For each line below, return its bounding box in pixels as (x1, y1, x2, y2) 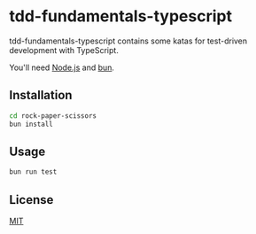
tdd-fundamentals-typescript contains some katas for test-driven (9, 35, 248, 46)
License (9, 192, 54, 207)
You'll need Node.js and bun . (9, 62, 115, 73)
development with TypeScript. (9, 44, 120, 55)
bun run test (9, 168, 58, 176)
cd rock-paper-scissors (9, 111, 97, 121)
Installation (9, 88, 73, 103)
